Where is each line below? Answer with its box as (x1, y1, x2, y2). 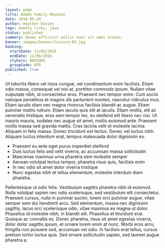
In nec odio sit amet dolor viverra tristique (12, 164, 98, 170)
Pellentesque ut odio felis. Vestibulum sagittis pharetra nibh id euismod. (5, 185, 152, 190)
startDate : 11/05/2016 (9, 49, 57, 54)
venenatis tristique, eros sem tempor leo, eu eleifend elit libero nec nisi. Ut (5, 113, 158, 118)
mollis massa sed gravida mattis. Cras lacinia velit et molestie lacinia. (5, 123, 146, 129)
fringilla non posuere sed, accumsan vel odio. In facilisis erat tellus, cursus (5, 227, 158, 232)
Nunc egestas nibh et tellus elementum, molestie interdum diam (12, 170, 143, 175)
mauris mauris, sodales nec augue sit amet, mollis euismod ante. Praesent (5, 118, 157, 124)
